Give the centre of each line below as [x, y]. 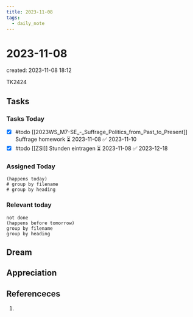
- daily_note [28, 23]
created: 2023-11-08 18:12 [39, 70]
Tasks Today [25, 118]
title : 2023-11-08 [30, 12]
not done [17, 218]
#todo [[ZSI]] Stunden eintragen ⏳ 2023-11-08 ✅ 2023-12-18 [92, 148]
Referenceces [33, 294]
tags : [13, 18]
